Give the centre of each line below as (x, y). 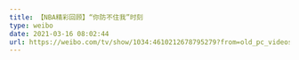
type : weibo (31, 26)
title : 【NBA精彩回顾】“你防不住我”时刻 (77, 17)
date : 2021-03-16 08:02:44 (59, 34)
